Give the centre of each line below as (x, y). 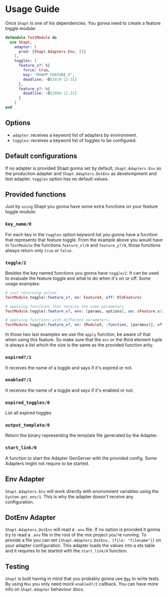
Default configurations (41, 156)
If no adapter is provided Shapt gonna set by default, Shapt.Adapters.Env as (83, 168)
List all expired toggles (28, 413)
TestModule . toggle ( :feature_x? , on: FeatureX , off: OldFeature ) (73, 297)
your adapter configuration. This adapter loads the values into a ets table (80, 545)
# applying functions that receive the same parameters (64, 306)
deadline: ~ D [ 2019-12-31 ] (50, 79)
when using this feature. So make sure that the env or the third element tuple (84, 340)
